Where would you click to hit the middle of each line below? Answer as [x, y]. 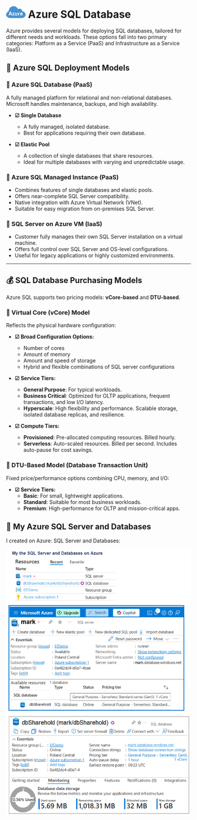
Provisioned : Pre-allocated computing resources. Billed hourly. [99, 438]
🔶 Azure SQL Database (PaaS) [49, 85]
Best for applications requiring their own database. [84, 133]
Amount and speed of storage [60, 361]
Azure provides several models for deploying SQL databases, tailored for [94, 31]
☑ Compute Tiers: [37, 426]
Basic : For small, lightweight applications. [74, 496]
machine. [26, 243]
